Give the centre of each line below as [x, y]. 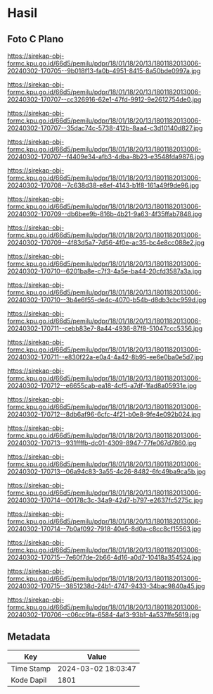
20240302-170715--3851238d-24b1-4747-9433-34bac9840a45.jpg [106, 586]
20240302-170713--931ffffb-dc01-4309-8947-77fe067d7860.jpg [102, 443]
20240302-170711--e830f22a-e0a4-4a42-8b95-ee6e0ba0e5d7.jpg [105, 357]
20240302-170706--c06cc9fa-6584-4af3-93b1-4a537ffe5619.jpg [103, 615]
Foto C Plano [35, 39]
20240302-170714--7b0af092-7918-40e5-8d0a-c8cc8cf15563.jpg [104, 529]
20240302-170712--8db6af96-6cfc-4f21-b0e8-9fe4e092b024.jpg [104, 414]
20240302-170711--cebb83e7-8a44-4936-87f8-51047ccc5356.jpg [105, 328]
